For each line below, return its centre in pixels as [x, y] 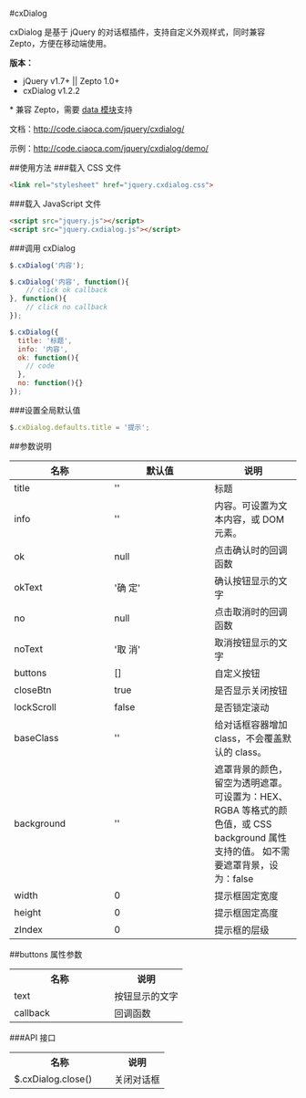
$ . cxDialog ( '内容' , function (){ [70, 282]
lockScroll [35, 706]
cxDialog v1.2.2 [51, 91]
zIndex [29, 929]
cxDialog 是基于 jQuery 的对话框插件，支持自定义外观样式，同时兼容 [138, 32]
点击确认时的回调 [251, 549]
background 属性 [250, 837]
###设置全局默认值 [45, 410]
